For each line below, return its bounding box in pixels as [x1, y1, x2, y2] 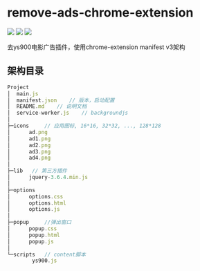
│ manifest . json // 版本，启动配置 [7, 97, 115, 104]
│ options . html [7, 199, 67, 207]
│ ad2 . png [7, 142, 51, 149]
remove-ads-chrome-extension [7, 5, 194, 21]
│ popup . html [7, 232, 60, 239]
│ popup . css [7, 225, 57, 232]
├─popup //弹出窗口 [7, 219, 71, 226]
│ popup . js [7, 238, 54, 245]
